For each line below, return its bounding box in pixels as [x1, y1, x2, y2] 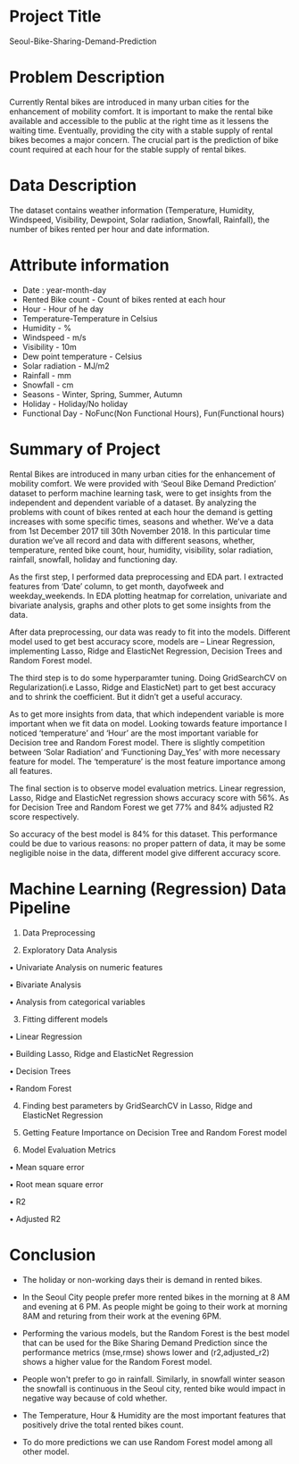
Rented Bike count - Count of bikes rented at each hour [21, 294, 226, 304]
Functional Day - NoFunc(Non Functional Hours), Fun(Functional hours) [21, 408, 285, 419]
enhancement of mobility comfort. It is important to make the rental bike [9, 105, 274, 117]
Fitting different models [21, 1013, 109, 1024]
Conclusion [9, 1244, 96, 1265]
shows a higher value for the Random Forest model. [21, 1356, 212, 1367]
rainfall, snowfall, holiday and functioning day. [9, 553, 179, 564]
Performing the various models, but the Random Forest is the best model [21, 1327, 290, 1338]
